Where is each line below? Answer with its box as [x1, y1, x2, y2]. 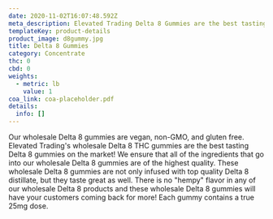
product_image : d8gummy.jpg [8, 34, 104, 43]
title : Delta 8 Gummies [8, 42, 89, 50]
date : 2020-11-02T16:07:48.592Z [8, 11, 118, 20]
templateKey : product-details [8, 27, 111, 35]
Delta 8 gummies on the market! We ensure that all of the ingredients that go [8, 149, 264, 159]
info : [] [15, 110, 45, 118]
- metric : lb [15, 79, 60, 88]
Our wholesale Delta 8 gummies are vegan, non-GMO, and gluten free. [8, 132, 245, 142]
